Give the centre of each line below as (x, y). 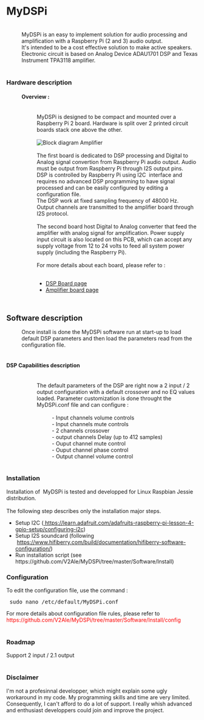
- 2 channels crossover (81, 430)
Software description (45, 318)
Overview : (36, 97)
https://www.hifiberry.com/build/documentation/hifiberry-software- (101, 542)
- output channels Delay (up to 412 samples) (107, 437)
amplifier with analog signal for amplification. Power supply (110, 233)
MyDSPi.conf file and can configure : (83, 404)
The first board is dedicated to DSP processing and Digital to (112, 155)
